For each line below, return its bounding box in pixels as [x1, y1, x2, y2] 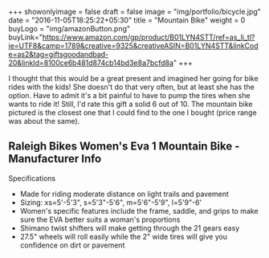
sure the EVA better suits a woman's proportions [19, 215, 181, 224]
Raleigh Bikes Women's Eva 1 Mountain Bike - [8, 140, 240, 154]
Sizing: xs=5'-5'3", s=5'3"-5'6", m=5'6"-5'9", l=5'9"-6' [19, 197, 202, 207]
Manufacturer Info [8, 152, 102, 166]
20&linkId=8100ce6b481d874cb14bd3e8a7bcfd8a [8, 58, 174, 68]
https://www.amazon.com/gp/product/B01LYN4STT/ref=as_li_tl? [42, 32, 255, 42]
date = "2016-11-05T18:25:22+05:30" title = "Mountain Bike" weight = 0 [8, 15, 246, 25]
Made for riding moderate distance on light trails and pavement [19, 189, 229, 199]
